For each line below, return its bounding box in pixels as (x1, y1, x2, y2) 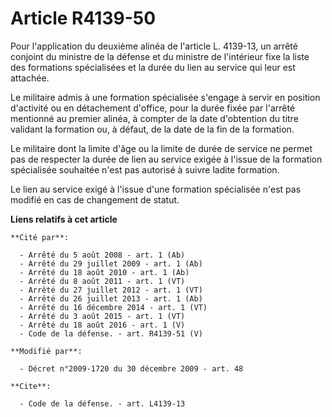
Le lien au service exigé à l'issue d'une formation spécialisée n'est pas (10, 183, 302, 195)
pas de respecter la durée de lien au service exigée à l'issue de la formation (10, 153, 323, 165)
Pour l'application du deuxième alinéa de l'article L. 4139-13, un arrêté (10, 40, 298, 52)
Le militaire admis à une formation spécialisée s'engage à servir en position (10, 91, 321, 103)
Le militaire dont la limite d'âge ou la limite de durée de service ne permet (10, 142, 313, 154)
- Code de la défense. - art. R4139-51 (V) (19, 328, 203, 339)
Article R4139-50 (10, 7, 157, 30)
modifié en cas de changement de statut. (10, 193, 180, 206)
